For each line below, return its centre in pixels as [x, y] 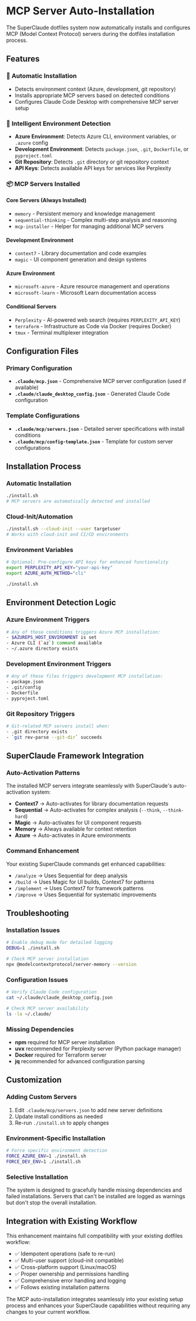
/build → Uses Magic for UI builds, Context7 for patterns [84, 882]
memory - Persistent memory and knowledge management [85, 214]
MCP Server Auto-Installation [80, 11]
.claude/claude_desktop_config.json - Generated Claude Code [92, 394]
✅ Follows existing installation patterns [62, 1287]
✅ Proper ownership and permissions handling [72, 1274]
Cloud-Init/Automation [39, 516]
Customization [34, 1080]
